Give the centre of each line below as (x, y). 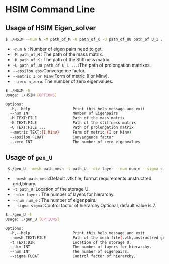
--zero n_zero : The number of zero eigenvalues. (63, 81)
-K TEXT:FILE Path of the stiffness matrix (73, 123)
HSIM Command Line (50, 9)
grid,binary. (24, 184)
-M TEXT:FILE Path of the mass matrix (67, 118)
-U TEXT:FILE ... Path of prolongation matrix (72, 127)
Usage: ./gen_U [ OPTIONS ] (32, 219)
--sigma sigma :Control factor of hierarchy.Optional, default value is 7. (84, 206)
